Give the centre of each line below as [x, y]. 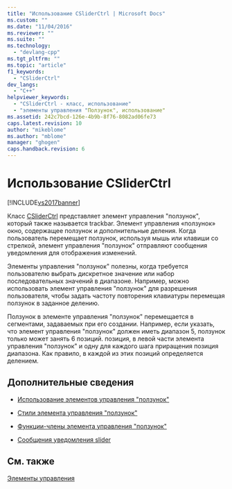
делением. [23, 361]
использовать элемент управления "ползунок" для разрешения [102, 288]
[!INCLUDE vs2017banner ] [44, 203]
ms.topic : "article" [37, 65]
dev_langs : [23, 85]
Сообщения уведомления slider [64, 439]
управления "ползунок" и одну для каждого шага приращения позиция [113, 346]
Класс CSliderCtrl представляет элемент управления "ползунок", [104, 216]
